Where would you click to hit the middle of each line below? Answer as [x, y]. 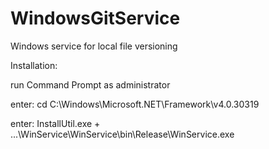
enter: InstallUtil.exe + [55, 123]
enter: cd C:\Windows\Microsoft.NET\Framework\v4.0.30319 [135, 104]
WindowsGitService [95, 18]
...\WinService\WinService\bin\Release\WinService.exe [122, 134]
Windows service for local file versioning [94, 46]
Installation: [34, 65]
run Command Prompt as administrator [90, 84]
